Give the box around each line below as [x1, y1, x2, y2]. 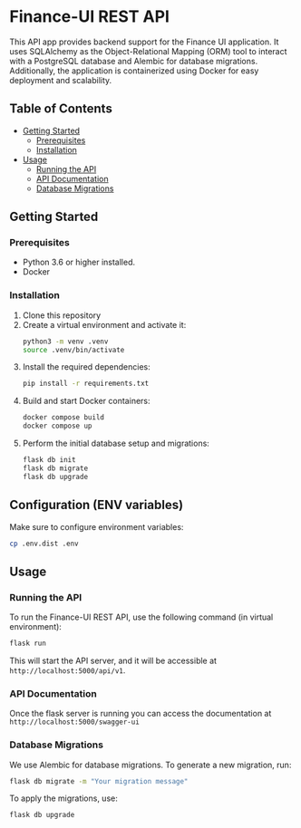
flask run [9, 639, 47, 649]
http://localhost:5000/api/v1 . [9, 664, 126, 676]
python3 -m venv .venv [22, 337, 109, 346]
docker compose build [22, 413, 104, 422]
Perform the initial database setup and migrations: [22, 438, 210, 449]
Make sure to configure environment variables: [9, 521, 184, 532]
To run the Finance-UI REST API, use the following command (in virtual [9, 611, 274, 622]
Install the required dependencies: [22, 361, 151, 372]
